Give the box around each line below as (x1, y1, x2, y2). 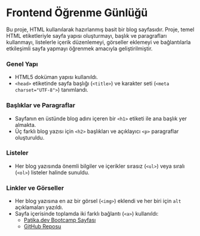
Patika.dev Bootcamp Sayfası (23, 216, 96, 224)
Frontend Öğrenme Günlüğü (6, 6, 148, 20)
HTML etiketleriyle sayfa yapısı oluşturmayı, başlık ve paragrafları (6, 32, 167, 39)
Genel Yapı (6, 60, 38, 68)
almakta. (14, 121, 36, 128)
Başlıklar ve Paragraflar (6, 101, 76, 110)
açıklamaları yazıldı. (14, 204, 64, 211)
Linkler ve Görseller (6, 183, 64, 192)
